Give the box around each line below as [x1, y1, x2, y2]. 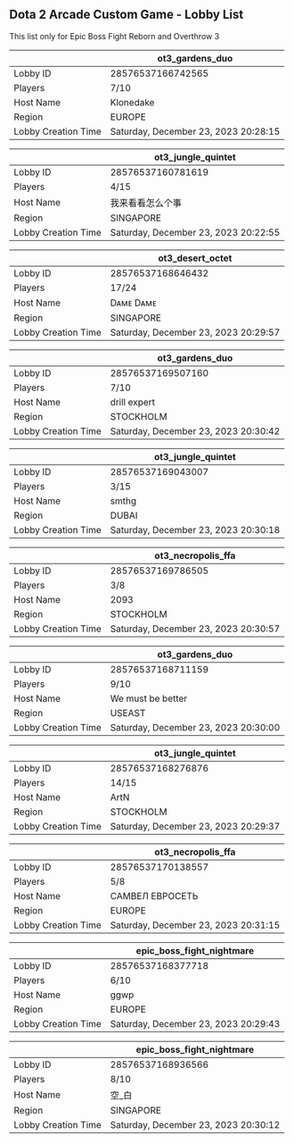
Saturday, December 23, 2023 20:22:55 [110, 226, 281, 238]
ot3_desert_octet [158, 252, 233, 264]
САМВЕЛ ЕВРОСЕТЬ [110, 889, 199, 902]
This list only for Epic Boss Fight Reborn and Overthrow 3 [9, 30, 220, 41]
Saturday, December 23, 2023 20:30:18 [110, 523, 281, 536]
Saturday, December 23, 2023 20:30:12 [110, 1118, 281, 1130]
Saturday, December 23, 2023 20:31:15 [110, 919, 281, 931]
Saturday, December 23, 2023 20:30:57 [110, 622, 281, 635]
